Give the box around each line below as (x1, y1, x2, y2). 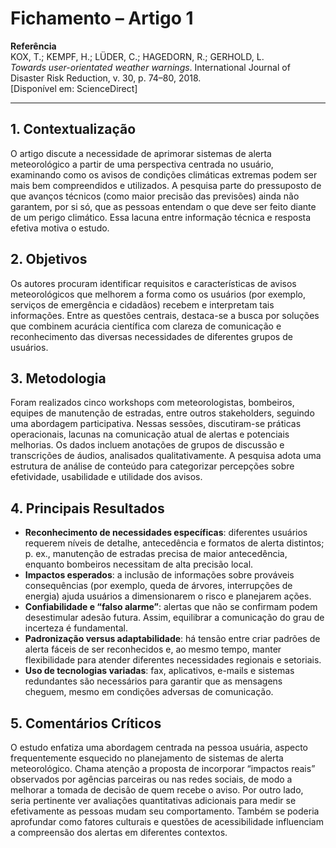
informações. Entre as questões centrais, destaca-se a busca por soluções (10, 309, 320, 321)
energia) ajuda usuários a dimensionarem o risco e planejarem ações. (24, 590, 312, 602)
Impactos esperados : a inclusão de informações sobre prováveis (24, 569, 295, 581)
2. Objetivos (10, 251, 88, 268)
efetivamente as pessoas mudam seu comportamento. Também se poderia (10, 805, 320, 817)
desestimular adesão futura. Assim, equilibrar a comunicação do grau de (24, 612, 325, 624)
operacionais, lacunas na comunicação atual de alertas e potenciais (10, 428, 290, 441)
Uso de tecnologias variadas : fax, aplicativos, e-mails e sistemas (24, 665, 295, 677)
